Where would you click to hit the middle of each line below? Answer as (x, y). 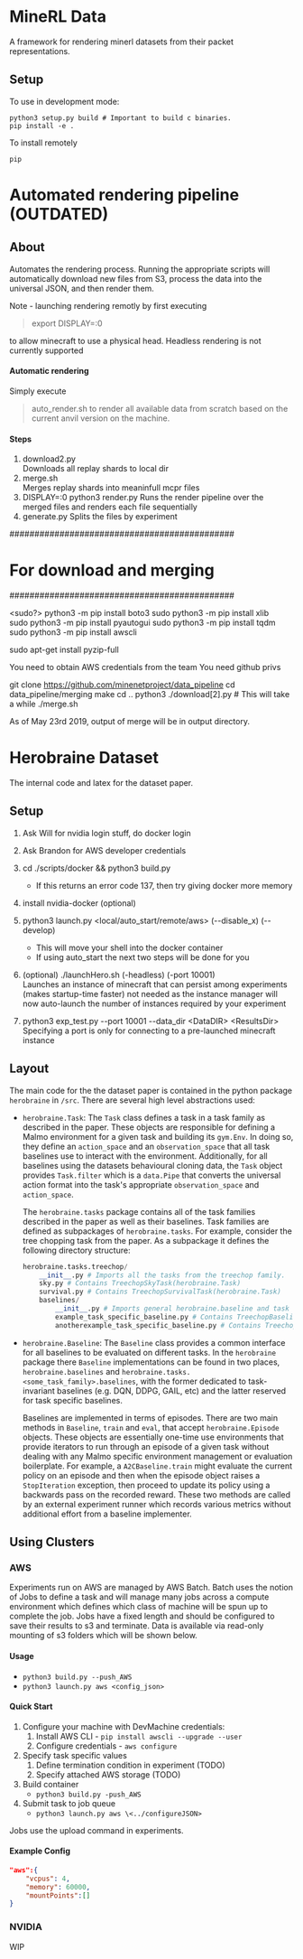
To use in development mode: (64, 101)
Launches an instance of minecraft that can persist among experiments (155, 984)
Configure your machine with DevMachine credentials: (124, 1726)
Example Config (40, 1851)
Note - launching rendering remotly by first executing (108, 305)
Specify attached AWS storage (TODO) (108, 1774)
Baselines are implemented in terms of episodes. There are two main (150, 1418)
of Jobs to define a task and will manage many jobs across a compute (139, 1597)
